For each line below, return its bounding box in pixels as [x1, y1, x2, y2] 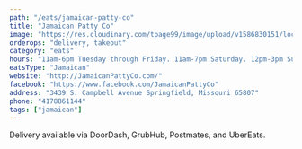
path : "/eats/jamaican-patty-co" [9, 13, 135, 22]
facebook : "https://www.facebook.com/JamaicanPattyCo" [9, 80, 219, 89]
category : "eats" [9, 47, 75, 56]
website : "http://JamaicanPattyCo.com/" [9, 72, 164, 81]
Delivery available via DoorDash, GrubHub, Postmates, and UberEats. [9, 129, 266, 140]
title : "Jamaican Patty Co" [9, 22, 115, 31]
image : [9, 30, 34, 39]
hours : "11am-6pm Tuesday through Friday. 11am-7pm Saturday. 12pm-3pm [9, 55, 283, 64]
